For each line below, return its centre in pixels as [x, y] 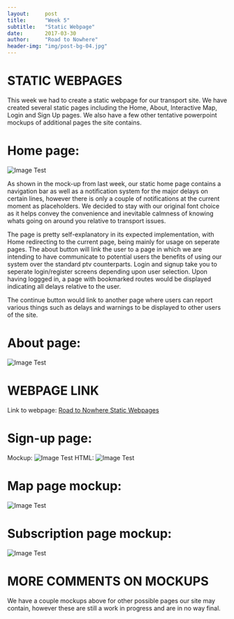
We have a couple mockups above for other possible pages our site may [111, 600]
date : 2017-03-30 [42, 33]
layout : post [32, 14]
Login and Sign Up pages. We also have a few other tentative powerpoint [112, 115]
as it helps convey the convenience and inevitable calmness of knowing [111, 213]
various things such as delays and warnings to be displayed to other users [114, 307]
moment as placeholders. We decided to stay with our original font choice [114, 206]
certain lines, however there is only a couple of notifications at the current [114, 198]
